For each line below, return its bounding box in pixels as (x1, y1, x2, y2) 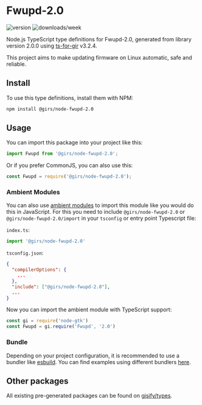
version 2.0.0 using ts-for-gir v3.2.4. (6, 42, 97, 49)
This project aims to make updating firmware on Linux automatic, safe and (6, 54, 193, 61)
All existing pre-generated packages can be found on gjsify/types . (6, 392, 172, 400)
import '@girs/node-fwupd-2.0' (6, 238, 86, 244)
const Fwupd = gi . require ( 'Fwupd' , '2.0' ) (6, 323, 116, 329)
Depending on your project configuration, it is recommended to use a (6, 351, 179, 359)
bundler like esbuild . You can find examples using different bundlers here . (6, 358, 192, 365)
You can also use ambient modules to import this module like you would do (6, 202, 194, 209)
